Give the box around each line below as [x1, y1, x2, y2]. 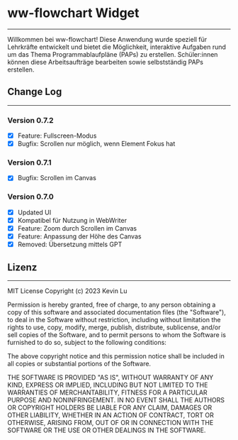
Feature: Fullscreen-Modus [17, 131, 97, 140]
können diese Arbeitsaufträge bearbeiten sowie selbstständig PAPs [7, 57, 204, 66]
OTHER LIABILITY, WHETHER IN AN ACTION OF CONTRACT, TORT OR [7, 410, 214, 419]
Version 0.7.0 [7, 192, 55, 202]
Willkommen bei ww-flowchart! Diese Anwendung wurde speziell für [7, 35, 208, 43]
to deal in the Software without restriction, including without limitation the [7, 315, 221, 324]
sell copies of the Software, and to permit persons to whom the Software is [7, 330, 227, 339]
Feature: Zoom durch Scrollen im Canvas [17, 224, 137, 232]
